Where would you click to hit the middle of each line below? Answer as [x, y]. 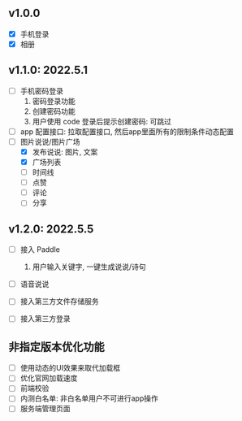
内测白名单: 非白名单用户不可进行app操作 [89, 398]
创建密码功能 [54, 111]
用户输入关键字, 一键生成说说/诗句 [89, 267]
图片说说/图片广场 [50, 141]
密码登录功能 [54, 101]
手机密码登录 [41, 91]
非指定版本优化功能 [56, 347]
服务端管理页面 [45, 409]
